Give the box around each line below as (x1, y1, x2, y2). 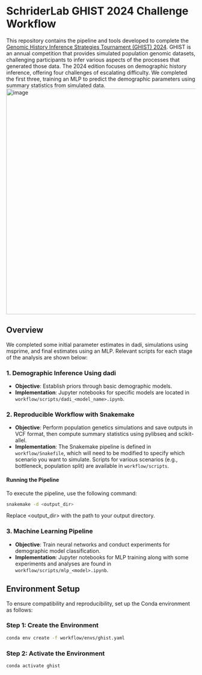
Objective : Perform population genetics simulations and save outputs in (14, 424, 194, 431)
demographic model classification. (14, 547, 101, 555)
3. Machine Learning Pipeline (6, 527, 93, 535)
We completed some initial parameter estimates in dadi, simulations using (6, 341, 188, 348)
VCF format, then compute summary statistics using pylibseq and (14, 431, 177, 438)
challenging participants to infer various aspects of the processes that (6, 56, 180, 63)
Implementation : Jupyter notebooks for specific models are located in (14, 389, 189, 396)
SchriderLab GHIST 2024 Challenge (6, 4, 189, 18)
